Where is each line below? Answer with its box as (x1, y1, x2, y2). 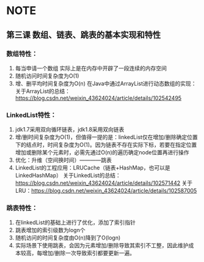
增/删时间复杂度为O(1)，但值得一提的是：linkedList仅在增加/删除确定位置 (15, 133, 198, 141)
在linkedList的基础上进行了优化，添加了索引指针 (15, 219, 136, 226)
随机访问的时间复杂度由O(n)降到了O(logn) (15, 234, 121, 242)
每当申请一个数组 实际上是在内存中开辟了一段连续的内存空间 (15, 64, 167, 72)
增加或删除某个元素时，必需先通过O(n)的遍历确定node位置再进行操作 (15, 149, 189, 156)
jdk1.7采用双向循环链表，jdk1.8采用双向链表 (15, 126, 125, 133)
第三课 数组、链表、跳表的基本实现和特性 (6, 29, 161, 40)
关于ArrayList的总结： (15, 87, 71, 95)
